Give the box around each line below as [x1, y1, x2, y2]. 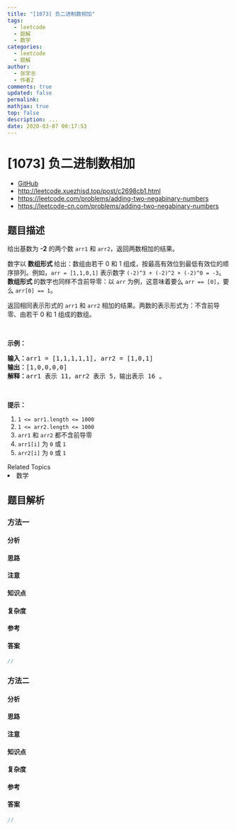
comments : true [7, 83, 52, 90]
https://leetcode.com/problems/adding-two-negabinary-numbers [17, 195, 209, 203]
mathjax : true [7, 103, 50, 110]
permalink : [7, 97, 40, 104]
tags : [7, 17, 23, 24]
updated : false [7, 89, 52, 97]
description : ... [7, 116, 59, 123]
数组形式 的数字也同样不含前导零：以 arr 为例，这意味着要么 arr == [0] [7, 278, 218, 286]
